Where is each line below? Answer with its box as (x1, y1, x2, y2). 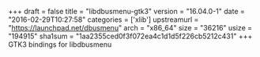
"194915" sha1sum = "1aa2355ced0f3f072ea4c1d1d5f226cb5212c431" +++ (8, 31, 253, 41)
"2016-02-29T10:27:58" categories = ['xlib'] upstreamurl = (8, 15, 199, 24)
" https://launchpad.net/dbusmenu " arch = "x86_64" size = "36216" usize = (8, 23, 253, 32)
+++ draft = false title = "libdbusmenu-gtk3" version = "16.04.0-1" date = (8, 7, 245, 16)
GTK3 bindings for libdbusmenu (8, 40, 112, 49)
